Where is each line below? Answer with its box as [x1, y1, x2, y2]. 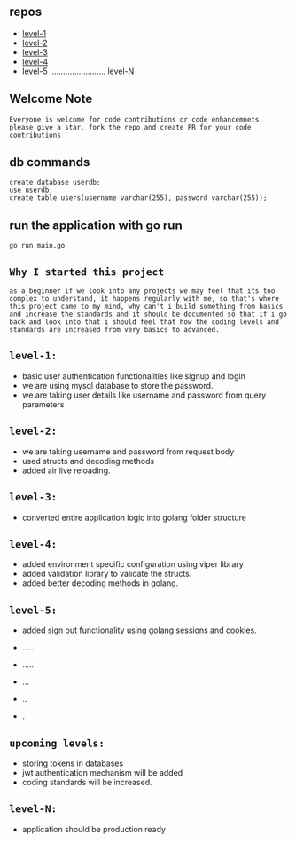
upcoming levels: [9, 737, 105, 750]
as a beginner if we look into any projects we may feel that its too [9, 287, 276, 295]
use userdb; [9, 185, 53, 195]
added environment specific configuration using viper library [21, 559, 244, 570]
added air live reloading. [21, 465, 111, 476]
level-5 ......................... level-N [21, 66, 135, 76]
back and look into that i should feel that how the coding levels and [9, 318, 279, 327]
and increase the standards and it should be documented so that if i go [9, 310, 288, 319]
